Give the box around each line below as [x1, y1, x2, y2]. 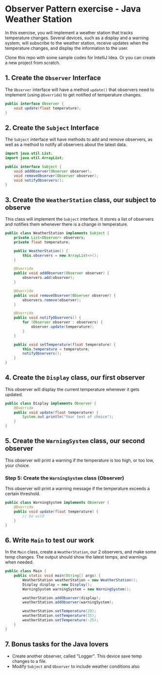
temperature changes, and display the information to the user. [5, 45, 129, 51]
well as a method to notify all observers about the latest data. [5, 142, 127, 147]
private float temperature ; [14, 240, 70, 244]
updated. [5, 391, 23, 397]
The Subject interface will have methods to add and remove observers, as [5, 137, 153, 143]
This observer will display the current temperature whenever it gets [5, 386, 140, 392]
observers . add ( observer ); [22, 275, 75, 280]
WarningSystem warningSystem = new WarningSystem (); [22, 587, 131, 592]
